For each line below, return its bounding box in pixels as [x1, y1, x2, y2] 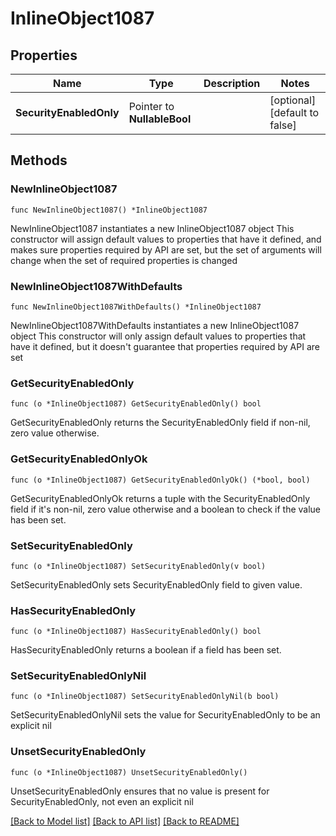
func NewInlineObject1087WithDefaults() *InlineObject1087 [10, 302, 262, 312]
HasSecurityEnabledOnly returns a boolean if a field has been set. [10, 644, 282, 656]
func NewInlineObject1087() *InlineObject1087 [10, 205, 208, 215]
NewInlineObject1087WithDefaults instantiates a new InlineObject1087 [10, 319, 300, 331]
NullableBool [128, 112, 192, 126]
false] [269, 118, 297, 132]
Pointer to [128, 100, 175, 113]
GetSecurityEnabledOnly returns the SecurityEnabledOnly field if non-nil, [10, 417, 311, 429]
